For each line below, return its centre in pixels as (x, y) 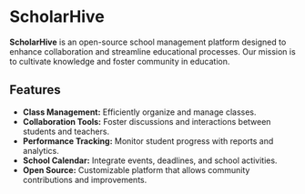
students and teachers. (66, 131)
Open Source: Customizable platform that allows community (136, 169)
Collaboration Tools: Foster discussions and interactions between (147, 121)
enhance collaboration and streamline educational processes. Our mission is (152, 51)
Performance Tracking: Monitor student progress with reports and (148, 141)
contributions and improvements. (85, 179)
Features (35, 90)
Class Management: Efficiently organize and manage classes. (139, 112)
